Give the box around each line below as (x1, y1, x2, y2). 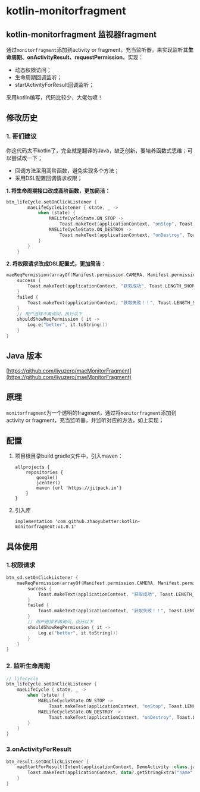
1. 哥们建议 (6, 132, 37, 140)
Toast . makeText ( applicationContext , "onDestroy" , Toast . (48, 714, 193, 721)
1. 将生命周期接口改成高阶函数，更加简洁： (6, 187, 111, 194)
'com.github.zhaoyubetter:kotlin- (55, 519, 141, 525)
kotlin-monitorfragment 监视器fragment (6, 29, 157, 39)
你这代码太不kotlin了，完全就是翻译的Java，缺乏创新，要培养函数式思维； (6, 147, 187, 154)
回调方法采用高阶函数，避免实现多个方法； (14, 167, 120, 174)
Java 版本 (6, 351, 42, 361)
